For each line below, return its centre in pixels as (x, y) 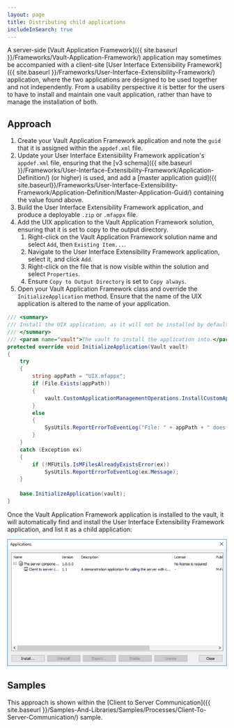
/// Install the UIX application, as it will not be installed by (106, 325)
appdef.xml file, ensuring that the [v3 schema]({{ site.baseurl (104, 163)
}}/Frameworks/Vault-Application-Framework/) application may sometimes (114, 58)
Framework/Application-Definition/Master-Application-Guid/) (104, 192)
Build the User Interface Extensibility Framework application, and (110, 207)
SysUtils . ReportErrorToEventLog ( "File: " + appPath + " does (135, 428)
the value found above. (50, 200)
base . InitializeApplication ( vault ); (73, 494)
